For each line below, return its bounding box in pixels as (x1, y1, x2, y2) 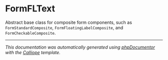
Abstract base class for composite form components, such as (5, 19, 132, 25)
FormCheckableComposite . (5, 30, 56, 36)
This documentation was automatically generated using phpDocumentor (5, 44, 155, 50)
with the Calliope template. (5, 49, 61, 55)
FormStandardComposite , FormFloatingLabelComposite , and (5, 24, 123, 30)
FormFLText (5, 3, 55, 14)
